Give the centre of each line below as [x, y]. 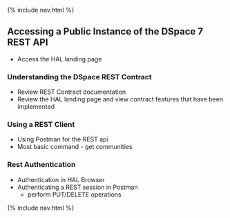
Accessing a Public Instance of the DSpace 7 [105, 31]
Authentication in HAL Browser [61, 179]
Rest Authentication [41, 165]
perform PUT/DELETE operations [74, 194]
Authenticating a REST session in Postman [77, 187]
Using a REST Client [41, 125]
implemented [36, 107]
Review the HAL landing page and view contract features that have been [120, 99]
